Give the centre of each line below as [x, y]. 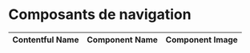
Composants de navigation [100, 15]
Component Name [123, 40]
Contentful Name [46, 40]
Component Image [202, 40]
